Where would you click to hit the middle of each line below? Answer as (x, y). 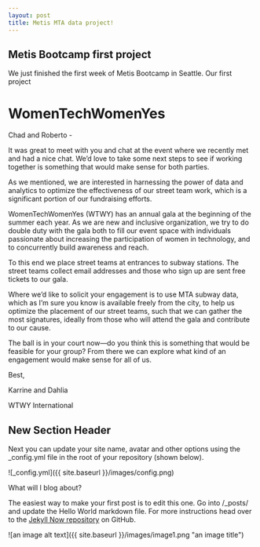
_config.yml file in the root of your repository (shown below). (106, 458)
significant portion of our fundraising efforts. (80, 199)
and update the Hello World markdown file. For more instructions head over (130, 512)
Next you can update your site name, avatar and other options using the (125, 449)
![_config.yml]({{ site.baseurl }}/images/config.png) (91, 472)
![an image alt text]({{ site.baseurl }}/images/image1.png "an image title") (126, 535)
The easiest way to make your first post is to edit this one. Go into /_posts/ (128, 503)
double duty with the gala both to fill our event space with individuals (120, 231)
